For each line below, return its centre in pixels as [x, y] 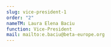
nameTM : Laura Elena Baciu [41, 23]
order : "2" [20, 18]
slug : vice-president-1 [37, 12]
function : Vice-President [39, 29]
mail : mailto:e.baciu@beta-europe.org [56, 35]
